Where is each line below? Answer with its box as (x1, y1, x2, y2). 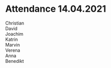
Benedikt (5, 58, 24, 64)
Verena (5, 47, 20, 53)
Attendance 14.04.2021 (5, 3, 106, 15)
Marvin (5, 41, 20, 48)
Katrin (5, 36, 18, 42)
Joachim (5, 31, 24, 37)
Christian (5, 20, 24, 26)
